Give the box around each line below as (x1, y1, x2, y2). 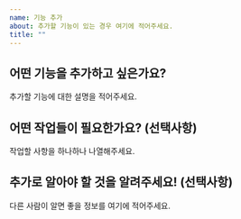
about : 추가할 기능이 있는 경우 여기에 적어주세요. (9, 22, 173, 31)
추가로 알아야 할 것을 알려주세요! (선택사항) (9, 175, 233, 190)
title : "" (9, 30, 47, 39)
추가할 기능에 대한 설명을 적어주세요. (9, 91, 137, 102)
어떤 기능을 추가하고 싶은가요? (9, 65, 167, 81)
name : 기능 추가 (9, 13, 63, 23)
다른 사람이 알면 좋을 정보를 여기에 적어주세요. (9, 200, 171, 211)
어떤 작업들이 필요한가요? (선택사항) (9, 120, 198, 135)
